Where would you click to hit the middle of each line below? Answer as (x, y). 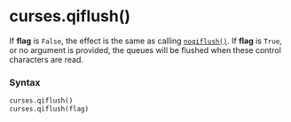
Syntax (25, 82)
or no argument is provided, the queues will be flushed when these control (145, 50)
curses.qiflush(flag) (49, 109)
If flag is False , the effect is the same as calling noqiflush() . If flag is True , (145, 41)
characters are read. (47, 59)
